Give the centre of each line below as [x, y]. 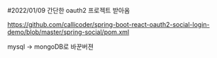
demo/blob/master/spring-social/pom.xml [68, 32]
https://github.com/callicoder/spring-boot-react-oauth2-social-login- [109, 24]
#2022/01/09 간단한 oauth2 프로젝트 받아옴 [69, 10]
